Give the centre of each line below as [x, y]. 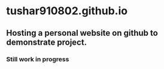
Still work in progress [38, 59]
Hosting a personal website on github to [82, 33]
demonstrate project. [47, 42]
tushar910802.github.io [67, 11]
